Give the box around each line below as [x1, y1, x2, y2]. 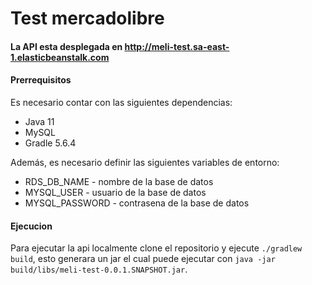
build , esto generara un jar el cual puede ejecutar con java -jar [10, 253, 276, 265]
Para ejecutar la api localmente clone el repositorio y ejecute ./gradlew [10, 242, 303, 254]
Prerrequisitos [10, 74, 72, 86]
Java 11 [24, 115, 55, 127]
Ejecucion [10, 220, 53, 232]
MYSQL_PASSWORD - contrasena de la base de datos [24, 197, 250, 209]
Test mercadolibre [10, 7, 165, 30]
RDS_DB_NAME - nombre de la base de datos [24, 175, 214, 187]
